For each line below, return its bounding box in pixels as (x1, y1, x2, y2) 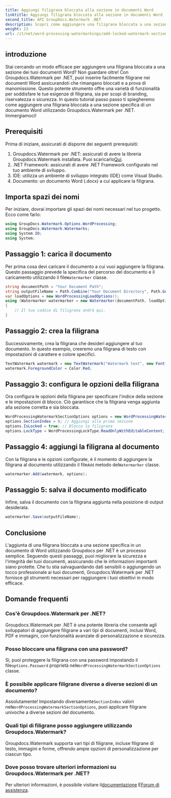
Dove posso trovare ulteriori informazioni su (5, 764, 117, 771)
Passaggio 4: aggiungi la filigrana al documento (5, 443, 159, 451)
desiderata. (5, 504, 29, 511)
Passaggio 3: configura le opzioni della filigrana (5, 380, 159, 389)
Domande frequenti (5, 595, 69, 603)
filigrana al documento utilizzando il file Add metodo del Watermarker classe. (5, 462, 160, 468)
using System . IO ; (5, 231, 42, 236)
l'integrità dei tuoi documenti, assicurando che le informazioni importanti (5, 558, 158, 564)
